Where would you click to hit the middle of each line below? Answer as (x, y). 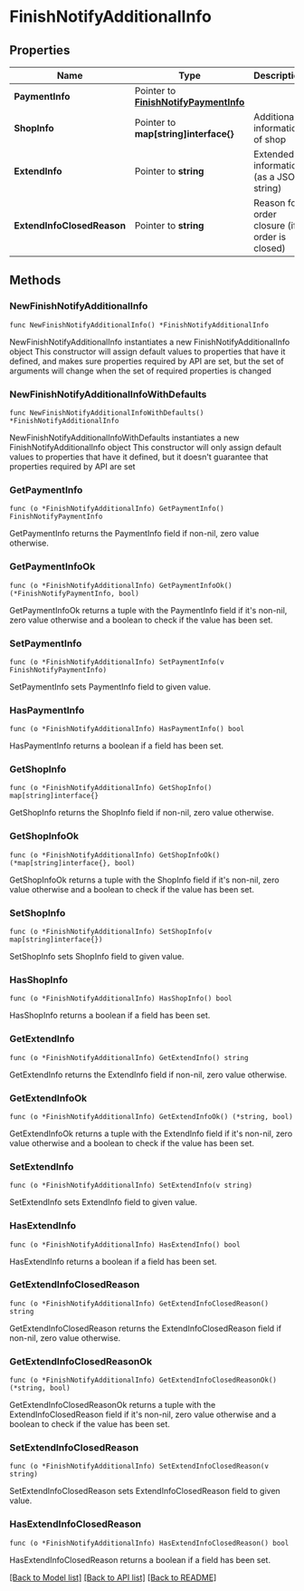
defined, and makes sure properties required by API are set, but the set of (147, 361)
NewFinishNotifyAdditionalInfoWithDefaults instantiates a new (124, 438)
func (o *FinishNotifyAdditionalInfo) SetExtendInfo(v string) (131, 1186)
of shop (270, 140)
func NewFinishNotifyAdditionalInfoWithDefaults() (107, 413)
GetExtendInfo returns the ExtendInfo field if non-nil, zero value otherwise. (148, 1075)
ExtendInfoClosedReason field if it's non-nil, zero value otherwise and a (143, 1414)
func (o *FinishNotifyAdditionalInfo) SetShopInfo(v (111, 932)
